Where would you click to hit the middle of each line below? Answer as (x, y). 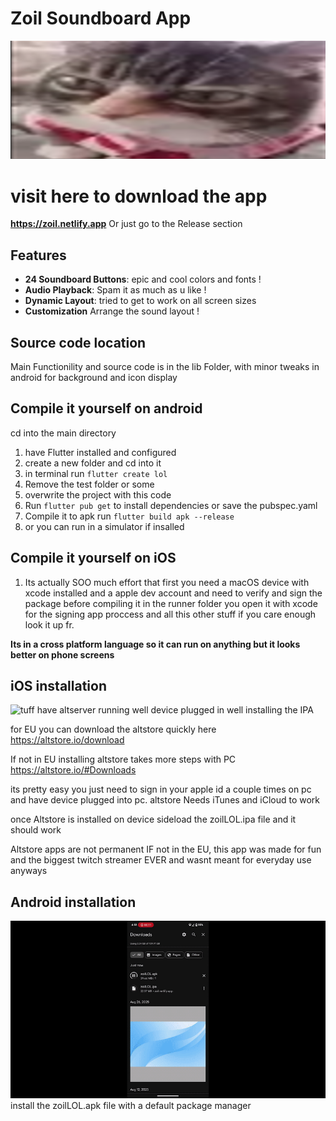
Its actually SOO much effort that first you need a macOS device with (167, 582)
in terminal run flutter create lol (96, 473)
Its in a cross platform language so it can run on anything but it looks (155, 644)
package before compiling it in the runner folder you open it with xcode (171, 603)
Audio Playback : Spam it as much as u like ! (115, 290)
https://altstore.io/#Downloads (73, 770)
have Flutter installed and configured (100, 452)
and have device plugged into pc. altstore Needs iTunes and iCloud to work (165, 800)
